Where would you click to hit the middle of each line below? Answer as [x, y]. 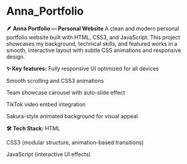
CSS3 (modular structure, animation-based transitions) [75, 142]
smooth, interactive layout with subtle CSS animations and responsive [94, 50]
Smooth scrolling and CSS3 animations [55, 80]
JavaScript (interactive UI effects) [49, 154]
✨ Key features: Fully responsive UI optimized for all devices [83, 68]
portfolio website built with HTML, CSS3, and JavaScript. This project [93, 37]
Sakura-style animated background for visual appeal [72, 116]
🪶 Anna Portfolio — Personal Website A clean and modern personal [93, 28]
